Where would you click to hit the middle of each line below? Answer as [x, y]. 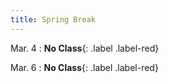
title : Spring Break [53, 19]
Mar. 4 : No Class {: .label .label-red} [85, 48]
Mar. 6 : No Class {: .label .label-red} [84, 67]
